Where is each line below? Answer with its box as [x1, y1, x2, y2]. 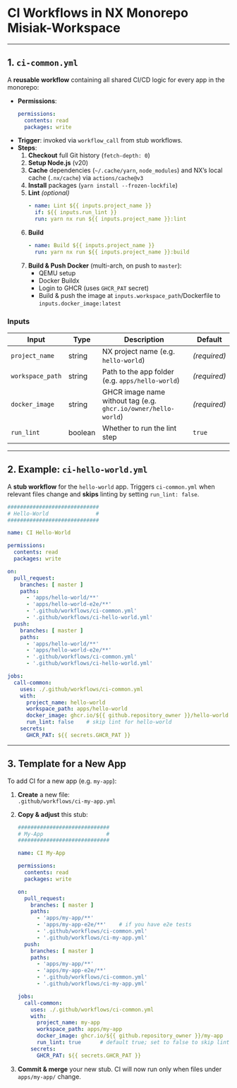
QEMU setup [38, 268, 76, 277]
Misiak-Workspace [7, 20, 121, 36]
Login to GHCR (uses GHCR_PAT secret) [38, 284, 150, 292]
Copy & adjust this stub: [17, 810, 88, 818]
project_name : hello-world [25, 699, 106, 706]
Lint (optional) [28, 189, 70, 197]
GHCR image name [102, 387, 166, 397]
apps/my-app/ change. [17, 1072, 81, 1081]
